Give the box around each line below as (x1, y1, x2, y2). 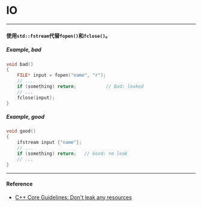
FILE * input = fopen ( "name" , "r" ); (17, 73, 106, 79)
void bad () (6, 61, 34, 67)
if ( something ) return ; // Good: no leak (17, 151, 128, 157)
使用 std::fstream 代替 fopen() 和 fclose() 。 (6, 32, 111, 39)
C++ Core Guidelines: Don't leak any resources (14, 193, 132, 201)
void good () (6, 128, 36, 134)
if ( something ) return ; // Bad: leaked (17, 83, 144, 89)
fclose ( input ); (17, 94, 55, 101)
